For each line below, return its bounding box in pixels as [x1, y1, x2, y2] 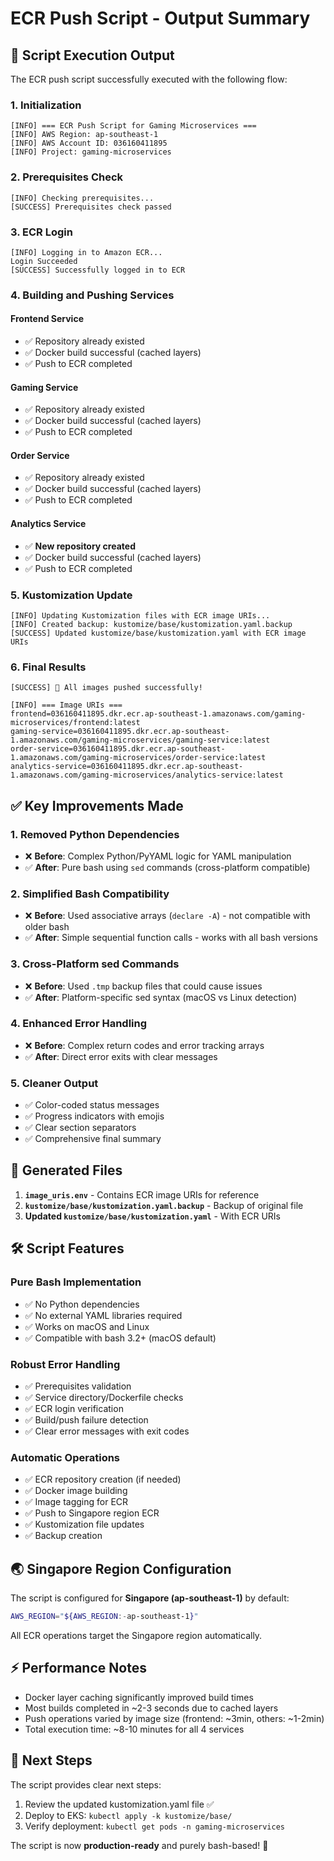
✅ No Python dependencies [24, 1298, 140, 1310]
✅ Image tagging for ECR [24, 1496, 129, 1508]
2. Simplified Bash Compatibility [10, 887, 170, 901]
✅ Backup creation [24, 1530, 103, 1542]
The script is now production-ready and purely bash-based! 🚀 [10, 1839, 269, 1851]
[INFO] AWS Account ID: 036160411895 [10, 138, 168, 149]
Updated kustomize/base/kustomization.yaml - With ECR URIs [24, 1210, 282, 1222]
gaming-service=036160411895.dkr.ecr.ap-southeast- [10, 727, 230, 737]
